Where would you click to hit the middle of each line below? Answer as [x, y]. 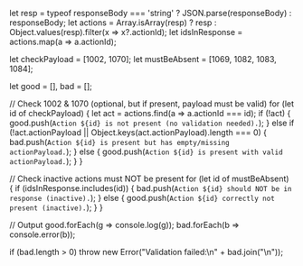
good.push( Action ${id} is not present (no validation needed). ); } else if [152, 123]
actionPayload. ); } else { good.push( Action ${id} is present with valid [146, 151]
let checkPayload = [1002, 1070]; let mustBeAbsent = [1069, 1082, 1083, [143, 59]
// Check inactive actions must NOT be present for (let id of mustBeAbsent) [149, 179]
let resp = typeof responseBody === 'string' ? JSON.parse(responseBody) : [151, 13]
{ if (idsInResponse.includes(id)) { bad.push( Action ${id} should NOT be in [151, 188]
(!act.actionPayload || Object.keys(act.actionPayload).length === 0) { [138, 133]
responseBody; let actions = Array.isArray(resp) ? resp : [113, 23]
